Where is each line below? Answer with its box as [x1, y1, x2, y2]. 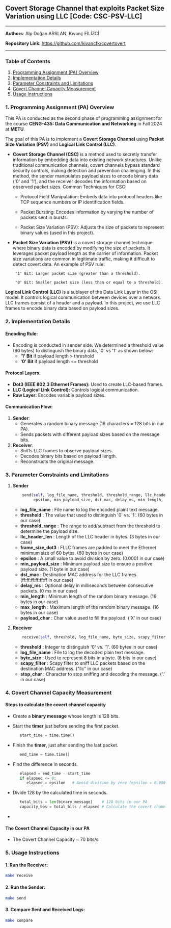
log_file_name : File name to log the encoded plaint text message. [20, 506, 159, 512]
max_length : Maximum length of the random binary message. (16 [20, 604, 159, 610]
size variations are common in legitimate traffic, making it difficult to [12, 256, 155, 262]
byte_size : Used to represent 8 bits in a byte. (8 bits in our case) [20, 655, 157, 661]
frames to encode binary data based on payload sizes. [5, 305, 120, 312]
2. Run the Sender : [5, 884, 46, 890]
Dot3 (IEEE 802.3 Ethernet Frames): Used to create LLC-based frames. [12, 381, 164, 387]
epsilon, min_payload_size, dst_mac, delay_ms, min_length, [33, 497, 164, 503]
